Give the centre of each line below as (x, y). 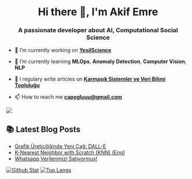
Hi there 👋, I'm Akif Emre (98, 12)
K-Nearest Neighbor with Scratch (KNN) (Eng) (70, 153)
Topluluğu (27, 85)
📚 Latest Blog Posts (43, 129)
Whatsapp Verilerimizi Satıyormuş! (56, 159)
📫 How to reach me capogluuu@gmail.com (68, 97)
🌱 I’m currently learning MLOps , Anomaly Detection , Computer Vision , (100, 61)
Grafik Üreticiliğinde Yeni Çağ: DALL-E (60, 146)
